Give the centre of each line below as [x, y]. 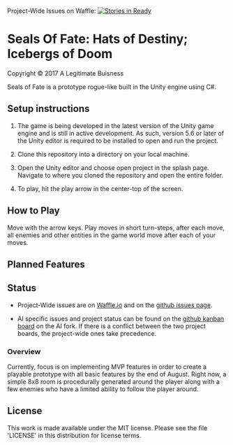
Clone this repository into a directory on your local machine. [103, 154]
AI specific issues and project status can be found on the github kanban [121, 318]
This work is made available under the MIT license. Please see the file [107, 428]
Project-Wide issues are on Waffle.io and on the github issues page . [115, 305]
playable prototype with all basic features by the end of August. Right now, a [117, 374]
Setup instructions [48, 109]
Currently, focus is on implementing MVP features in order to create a [107, 367]
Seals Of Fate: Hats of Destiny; [98, 39]
